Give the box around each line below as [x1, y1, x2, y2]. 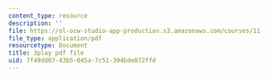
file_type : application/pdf [8, 34, 103, 43]
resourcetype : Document [8, 42, 88, 50]
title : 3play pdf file [8, 49, 84, 57]
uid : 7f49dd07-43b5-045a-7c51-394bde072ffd [8, 57, 157, 65]
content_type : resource [8, 11, 88, 20]
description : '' [8, 19, 63, 27]
